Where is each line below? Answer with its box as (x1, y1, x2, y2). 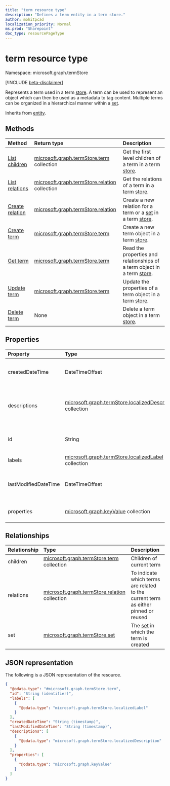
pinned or (131, 608, 154, 615)
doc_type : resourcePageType (5, 31, 65, 36)
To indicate (131, 569, 157, 577)
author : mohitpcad (5, 17, 44, 22)
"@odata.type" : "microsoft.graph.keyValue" (18, 762, 112, 767)
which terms (131, 576, 160, 583)
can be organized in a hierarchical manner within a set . (5, 100, 120, 106)
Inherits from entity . (5, 110, 47, 116)
